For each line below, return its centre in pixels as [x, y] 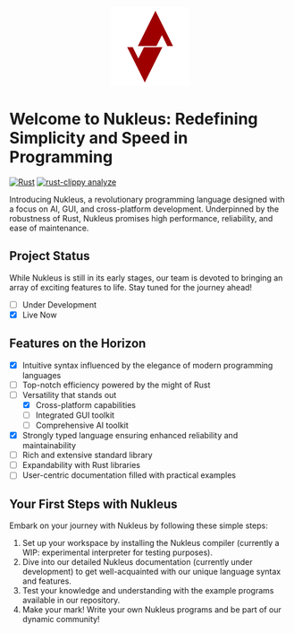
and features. [46, 581]
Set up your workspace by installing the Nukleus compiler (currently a [151, 543]
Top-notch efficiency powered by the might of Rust [116, 385]
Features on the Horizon [78, 344]
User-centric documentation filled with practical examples [129, 475]
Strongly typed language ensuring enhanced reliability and [130, 436]
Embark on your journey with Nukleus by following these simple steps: [139, 525]
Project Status [50, 256]
